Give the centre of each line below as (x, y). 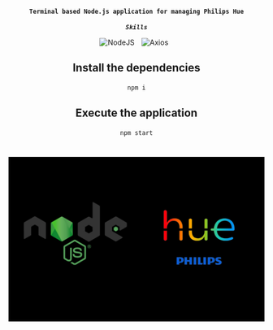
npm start (136, 132)
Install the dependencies (136, 68)
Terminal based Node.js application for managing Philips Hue (136, 11)
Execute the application (136, 113)
